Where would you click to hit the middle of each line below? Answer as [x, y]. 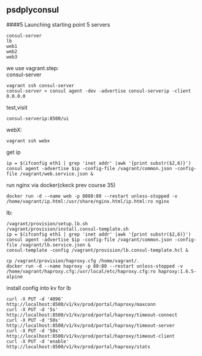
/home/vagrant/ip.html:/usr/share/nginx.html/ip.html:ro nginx [88, 201]
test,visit [17, 107]
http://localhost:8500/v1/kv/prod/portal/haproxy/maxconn [81, 304]
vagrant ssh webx [28, 141]
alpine [15, 277]
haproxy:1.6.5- [177, 271]
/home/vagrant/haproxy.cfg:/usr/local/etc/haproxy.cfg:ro [81, 271]
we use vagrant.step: [32, 68]
